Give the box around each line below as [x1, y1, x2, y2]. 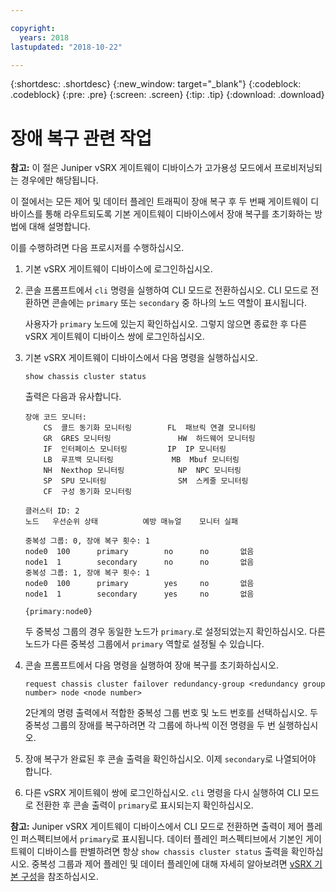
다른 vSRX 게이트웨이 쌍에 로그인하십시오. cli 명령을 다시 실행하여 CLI [24, 787, 302, 799]
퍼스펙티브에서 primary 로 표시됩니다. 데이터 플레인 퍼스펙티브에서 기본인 [20, 833, 304, 845]
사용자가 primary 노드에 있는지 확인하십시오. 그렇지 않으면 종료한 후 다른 [24, 318, 308, 330]
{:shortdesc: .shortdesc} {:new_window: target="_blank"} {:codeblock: [10, 78, 302, 90]
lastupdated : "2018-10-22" [10, 42, 123, 52]
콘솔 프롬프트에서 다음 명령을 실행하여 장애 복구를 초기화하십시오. [24, 659, 279, 671]
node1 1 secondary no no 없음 [24, 557, 255, 568]
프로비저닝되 [273, 162, 323, 174]
